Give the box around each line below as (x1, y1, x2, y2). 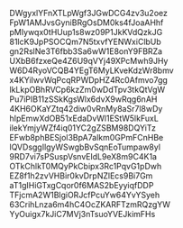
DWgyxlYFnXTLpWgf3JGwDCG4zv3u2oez (9, 8, 169, 18)
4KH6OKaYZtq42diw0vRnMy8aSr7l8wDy (9, 104, 163, 114)
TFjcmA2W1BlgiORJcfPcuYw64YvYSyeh (9, 189, 160, 200)
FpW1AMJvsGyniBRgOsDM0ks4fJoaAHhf (9, 17, 164, 28)
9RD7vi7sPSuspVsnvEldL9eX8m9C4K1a (9, 151, 158, 161)
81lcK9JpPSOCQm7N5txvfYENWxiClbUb (9, 36, 162, 47)
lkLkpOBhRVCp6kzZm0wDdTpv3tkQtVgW (9, 85, 166, 95)
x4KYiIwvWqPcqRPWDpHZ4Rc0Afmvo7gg (9, 75, 169, 85)
